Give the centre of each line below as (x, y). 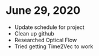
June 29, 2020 (43, 11)
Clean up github (34, 33)
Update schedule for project (49, 27)
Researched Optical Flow (46, 40)
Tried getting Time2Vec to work (54, 46)
